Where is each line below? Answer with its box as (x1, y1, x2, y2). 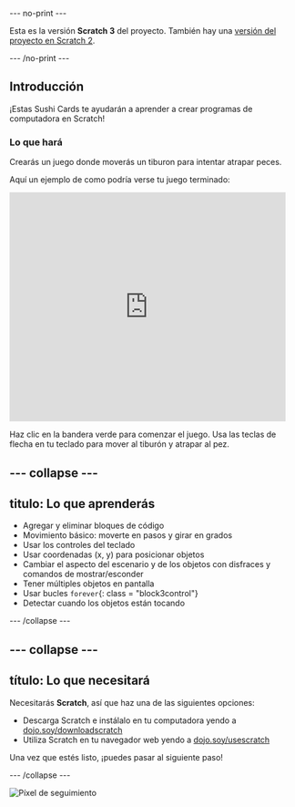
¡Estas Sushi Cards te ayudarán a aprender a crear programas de (9, 103, 253, 114)
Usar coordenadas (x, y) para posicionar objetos (22, 549, 205, 560)
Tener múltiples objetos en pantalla (22, 578, 155, 589)
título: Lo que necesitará (9, 673, 150, 688)
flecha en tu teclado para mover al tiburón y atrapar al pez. (9, 439, 230, 450)
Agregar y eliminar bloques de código (22, 520, 165, 532)
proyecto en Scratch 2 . (9, 36, 96, 46)
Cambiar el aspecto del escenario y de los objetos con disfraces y (22, 559, 271, 570)
